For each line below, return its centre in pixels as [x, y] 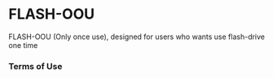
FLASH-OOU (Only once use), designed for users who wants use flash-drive [137, 37]
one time [23, 45]
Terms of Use [35, 66]
